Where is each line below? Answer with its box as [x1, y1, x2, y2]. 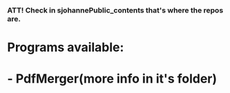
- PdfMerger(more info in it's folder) [7, 71, 218, 87]
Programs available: [7, 40, 124, 55]
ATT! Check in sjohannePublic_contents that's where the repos [7, 6, 224, 15]
